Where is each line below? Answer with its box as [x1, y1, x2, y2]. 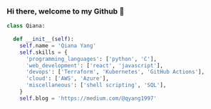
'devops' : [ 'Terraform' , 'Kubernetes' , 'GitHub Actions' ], [25, 69, 205, 76]
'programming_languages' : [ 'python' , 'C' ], [25, 55, 158, 62]
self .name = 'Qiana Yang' [19, 42, 97, 49]
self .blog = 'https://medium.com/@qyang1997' [19, 95, 158, 102]
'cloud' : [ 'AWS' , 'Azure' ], [25, 75, 110, 82]
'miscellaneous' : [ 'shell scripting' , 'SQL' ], [25, 81, 167, 89]
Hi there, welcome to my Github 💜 [6, 6, 125, 16]
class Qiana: [6, 23, 46, 30]
